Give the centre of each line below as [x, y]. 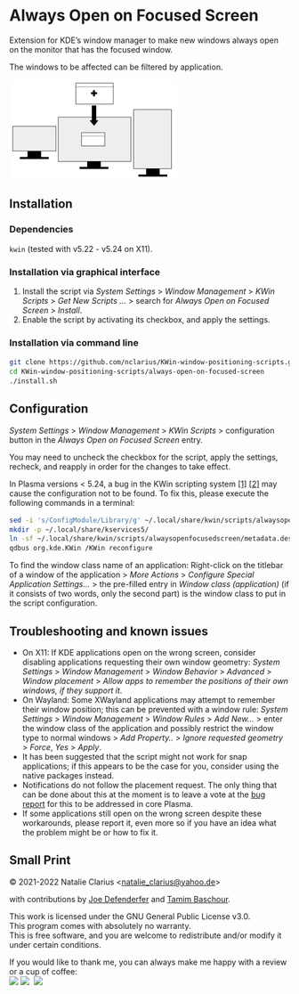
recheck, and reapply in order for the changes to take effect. [120, 466]
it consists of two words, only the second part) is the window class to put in [148, 594]
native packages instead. [68, 775]
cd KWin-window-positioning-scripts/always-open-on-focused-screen [137, 372]
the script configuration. [53, 603]
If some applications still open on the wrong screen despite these [142, 813]
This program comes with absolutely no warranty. [100, 925]
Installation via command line [74, 342]
